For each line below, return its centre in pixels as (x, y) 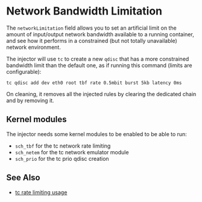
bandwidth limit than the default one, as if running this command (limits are (99, 65)
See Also (23, 178)
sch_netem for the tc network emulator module (72, 152)
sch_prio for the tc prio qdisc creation (62, 158)
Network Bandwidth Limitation (84, 11)
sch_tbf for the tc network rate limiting (63, 146)
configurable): (24, 71)
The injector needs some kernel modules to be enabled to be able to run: (96, 134)
